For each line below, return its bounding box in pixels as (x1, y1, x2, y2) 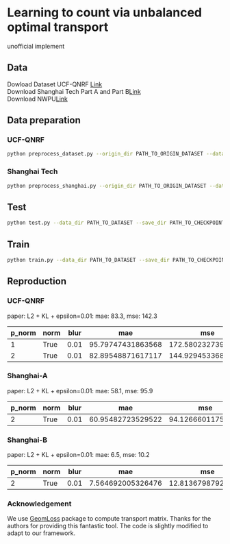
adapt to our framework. (7, 529, 76, 537)
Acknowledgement (7, 499, 72, 508)
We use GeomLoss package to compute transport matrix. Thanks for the (7, 515, 212, 523)
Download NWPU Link (7, 95, 68, 103)
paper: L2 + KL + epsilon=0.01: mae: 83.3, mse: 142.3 (7, 312, 157, 320)
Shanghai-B (7, 435, 48, 445)
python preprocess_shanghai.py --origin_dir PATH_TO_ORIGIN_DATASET (7, 182, 207, 189)
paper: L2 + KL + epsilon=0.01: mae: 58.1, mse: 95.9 (7, 386, 153, 395)
